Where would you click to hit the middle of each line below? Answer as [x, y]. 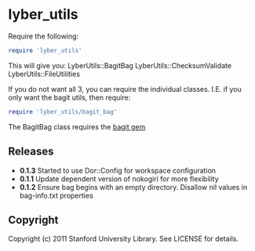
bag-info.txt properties [56, 195]
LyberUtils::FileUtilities [44, 74]
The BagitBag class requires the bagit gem [77, 126]
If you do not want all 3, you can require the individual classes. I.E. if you [125, 89]
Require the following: [44, 36]
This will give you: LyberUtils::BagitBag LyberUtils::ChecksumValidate [120, 65]
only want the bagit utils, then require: [69, 97]
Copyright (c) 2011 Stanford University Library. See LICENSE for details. [124, 239]
